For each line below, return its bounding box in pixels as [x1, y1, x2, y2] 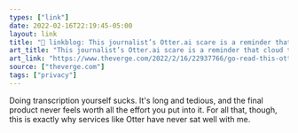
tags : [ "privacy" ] [9, 71, 77, 80]
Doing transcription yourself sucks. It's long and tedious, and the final [9, 95, 263, 106]
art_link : [9, 54, 46, 63]
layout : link [9, 29, 58, 38]
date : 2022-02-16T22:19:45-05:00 [9, 21, 133, 30]
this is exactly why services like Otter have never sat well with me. [9, 113, 251, 124]
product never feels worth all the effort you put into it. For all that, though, [9, 104, 278, 115]
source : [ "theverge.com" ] [9, 63, 105, 72]
